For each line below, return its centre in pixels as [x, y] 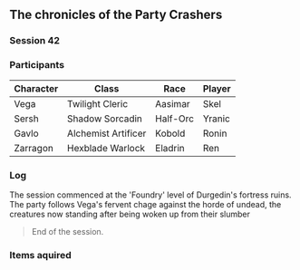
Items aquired [41, 255]
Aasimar [173, 103]
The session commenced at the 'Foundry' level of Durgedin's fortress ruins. [150, 195]
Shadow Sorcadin [105, 119]
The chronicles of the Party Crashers [116, 15]
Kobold [170, 133]
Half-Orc [175, 119]
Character [36, 88]
